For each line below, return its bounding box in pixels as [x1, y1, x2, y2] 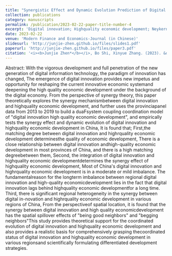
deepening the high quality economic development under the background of [5, 86, 166, 93]
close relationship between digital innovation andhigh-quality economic [5, 141, 156, 147]
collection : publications [5, 12, 60, 17]
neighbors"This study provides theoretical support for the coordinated [5, 217, 154, 224]
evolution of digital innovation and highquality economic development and [5, 223, 161, 229]
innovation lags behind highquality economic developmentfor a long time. [5, 185, 160, 191]
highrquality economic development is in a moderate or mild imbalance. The [5, 168, 166, 175]
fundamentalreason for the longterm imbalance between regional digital [5, 174, 157, 180]
